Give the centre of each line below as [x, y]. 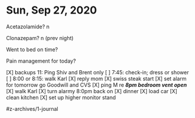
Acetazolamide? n [28, 27]
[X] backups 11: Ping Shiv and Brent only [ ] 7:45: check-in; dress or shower [97, 72]
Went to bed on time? [32, 49]
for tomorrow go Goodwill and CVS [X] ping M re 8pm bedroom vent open [97, 85]
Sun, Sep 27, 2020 [52, 10]
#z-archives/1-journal [32, 109]
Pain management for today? [41, 61]
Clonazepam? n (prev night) [40, 38]
